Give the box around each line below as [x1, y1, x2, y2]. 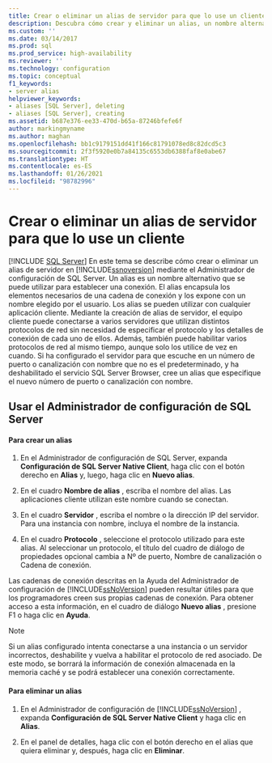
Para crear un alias [8, 434, 73, 445]
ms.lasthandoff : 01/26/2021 [8, 170, 104, 178]
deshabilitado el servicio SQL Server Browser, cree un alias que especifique [8, 367, 261, 377]
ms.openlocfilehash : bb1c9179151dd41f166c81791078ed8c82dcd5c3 [8, 139, 227, 148]
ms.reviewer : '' [8, 57, 63, 66]
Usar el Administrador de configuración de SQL [8, 400, 252, 413]
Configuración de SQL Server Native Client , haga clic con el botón [19, 462, 245, 472]
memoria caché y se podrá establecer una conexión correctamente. [8, 668, 235, 677]
